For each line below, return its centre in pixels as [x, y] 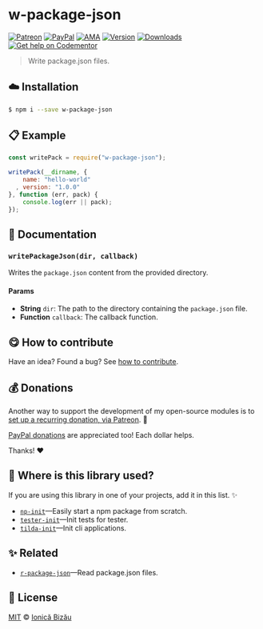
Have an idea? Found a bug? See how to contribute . [93, 362]
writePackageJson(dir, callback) [73, 256]
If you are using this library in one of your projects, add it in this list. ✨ [123, 495]
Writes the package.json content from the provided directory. [108, 273]
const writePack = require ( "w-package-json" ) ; [87, 158]
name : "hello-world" [57, 180]
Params [21, 290]
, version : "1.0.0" [48, 187]
